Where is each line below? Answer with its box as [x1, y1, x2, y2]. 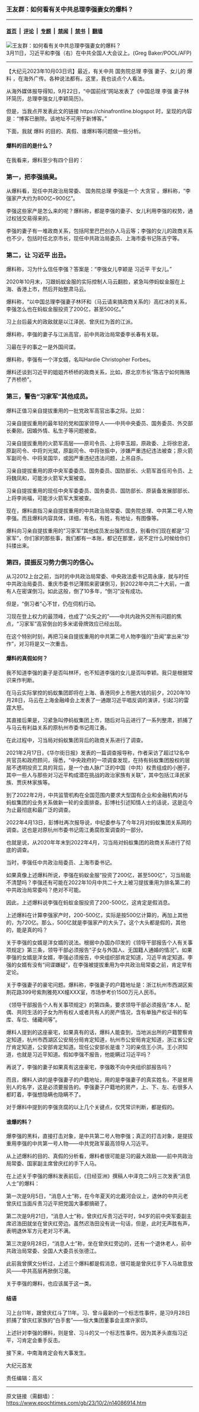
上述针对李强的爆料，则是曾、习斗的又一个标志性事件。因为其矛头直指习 [6, 1329, 182, 1336]
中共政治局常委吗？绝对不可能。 [6, 887, 84, 894]
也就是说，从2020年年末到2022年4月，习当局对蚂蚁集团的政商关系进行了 [6, 839, 186, 846]
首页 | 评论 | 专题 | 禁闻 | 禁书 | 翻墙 [6, 27, 103, 34]
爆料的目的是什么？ [6, 142, 53, 149]
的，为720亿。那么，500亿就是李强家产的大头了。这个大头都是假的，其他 [6, 919, 187, 926]
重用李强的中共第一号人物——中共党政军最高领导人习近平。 [6, 1140, 152, 1147]
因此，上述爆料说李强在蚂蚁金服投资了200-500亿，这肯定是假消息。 [6, 899, 174, 906]
